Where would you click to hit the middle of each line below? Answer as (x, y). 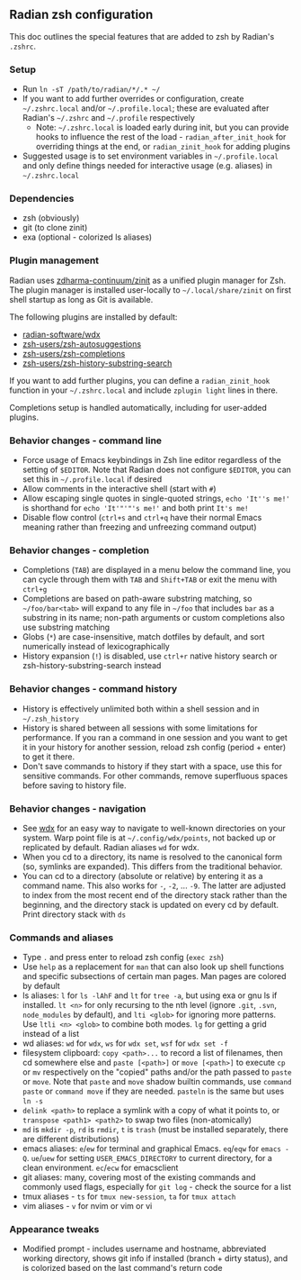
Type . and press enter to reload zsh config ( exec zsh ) (123, 958)
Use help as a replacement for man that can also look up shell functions (153, 967)
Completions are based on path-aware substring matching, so (137, 599)
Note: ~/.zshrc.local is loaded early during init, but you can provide (162, 127)
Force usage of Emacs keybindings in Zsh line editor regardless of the (151, 460)
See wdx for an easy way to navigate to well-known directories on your (154, 828)
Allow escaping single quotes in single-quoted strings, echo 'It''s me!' (156, 498)
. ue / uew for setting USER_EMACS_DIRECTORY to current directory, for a (149, 1158)
